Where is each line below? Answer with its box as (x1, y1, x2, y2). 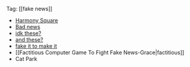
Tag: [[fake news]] (6, 5, 53, 12)
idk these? (15, 30, 42, 37)
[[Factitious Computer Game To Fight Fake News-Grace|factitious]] (15, 49, 185, 56)
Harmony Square (15, 17, 58, 24)
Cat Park (15, 56, 38, 62)
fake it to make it (15, 42, 57, 49)
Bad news (15, 24, 41, 30)
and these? (15, 36, 44, 43)
